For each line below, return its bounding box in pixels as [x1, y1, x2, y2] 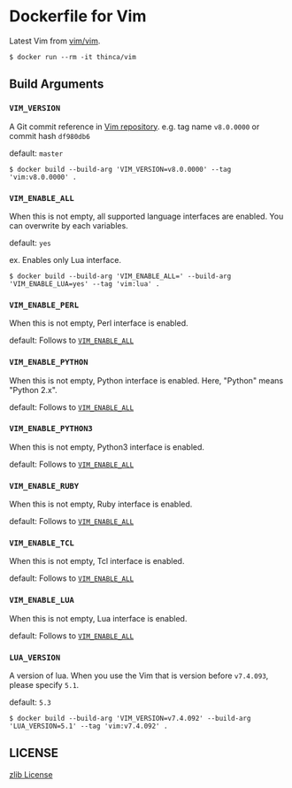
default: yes [9, 237, 51, 248]
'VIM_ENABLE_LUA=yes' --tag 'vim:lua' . [9, 279, 161, 289]
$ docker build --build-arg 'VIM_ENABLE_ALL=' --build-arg [9, 272, 232, 281]
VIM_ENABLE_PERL [9, 299, 80, 310]
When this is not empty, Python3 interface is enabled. [9, 441, 205, 452]
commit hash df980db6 [9, 130, 90, 141]
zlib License [9, 769, 53, 780]
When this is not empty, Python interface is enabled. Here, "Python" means [9, 375, 284, 386]
